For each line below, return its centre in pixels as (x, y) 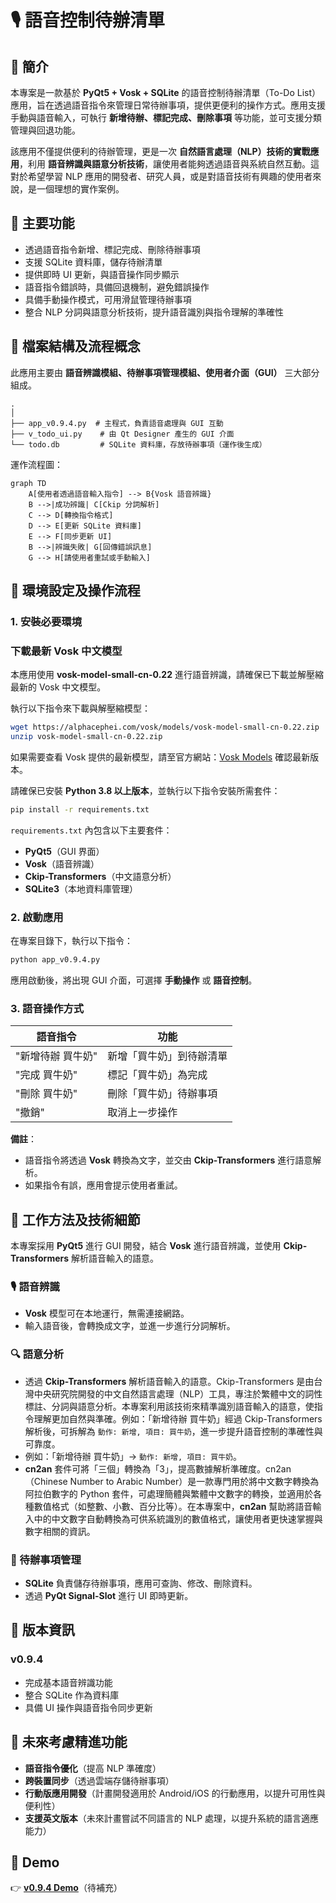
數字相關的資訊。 (60, 1531)
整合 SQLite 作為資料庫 (72, 1695)
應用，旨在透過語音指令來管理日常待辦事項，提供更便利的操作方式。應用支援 (168, 105)
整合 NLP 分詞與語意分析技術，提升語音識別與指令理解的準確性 (154, 312)
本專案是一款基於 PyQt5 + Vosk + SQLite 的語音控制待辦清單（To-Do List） (166, 92)
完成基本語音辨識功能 (68, 1682)
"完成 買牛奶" (46, 1075)
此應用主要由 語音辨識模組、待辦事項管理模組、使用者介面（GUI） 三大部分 (165, 372)
